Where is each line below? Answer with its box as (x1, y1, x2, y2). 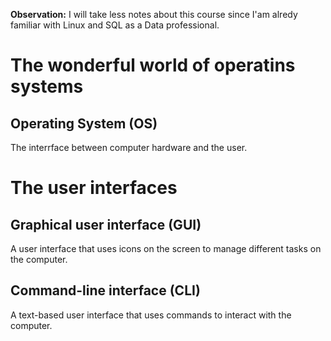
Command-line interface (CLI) (10, 282, 201, 299)
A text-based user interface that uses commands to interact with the (10, 309, 292, 321)
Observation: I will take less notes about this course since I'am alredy (10, 9, 298, 20)
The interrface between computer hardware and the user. (10, 142, 248, 153)
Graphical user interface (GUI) (10, 216, 202, 233)
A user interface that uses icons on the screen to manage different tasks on (10, 243, 322, 254)
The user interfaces (10, 177, 178, 199)
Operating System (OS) (10, 115, 158, 132)
